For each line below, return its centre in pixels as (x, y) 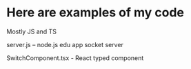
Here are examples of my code (95, 13)
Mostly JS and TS (31, 31)
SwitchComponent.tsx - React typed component (75, 58)
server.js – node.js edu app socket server (65, 44)
